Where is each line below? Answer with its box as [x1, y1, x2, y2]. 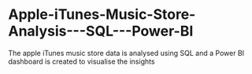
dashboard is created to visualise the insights [8, 57, 155, 66]
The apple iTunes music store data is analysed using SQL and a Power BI [8, 48, 245, 57]
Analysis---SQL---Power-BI [8, 22, 194, 40]
